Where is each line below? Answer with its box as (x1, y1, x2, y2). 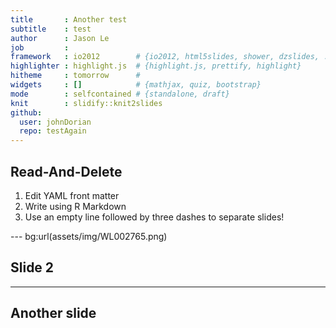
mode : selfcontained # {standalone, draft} (10, 89, 230, 99)
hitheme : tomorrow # (10, 71, 141, 81)
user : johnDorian (19, 117, 92, 127)
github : (10, 107, 43, 118)
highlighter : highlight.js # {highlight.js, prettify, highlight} (10, 61, 302, 71)
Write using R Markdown (24, 200, 127, 212)
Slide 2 (10, 259, 55, 276)
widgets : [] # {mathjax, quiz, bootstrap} (10, 80, 262, 90)
